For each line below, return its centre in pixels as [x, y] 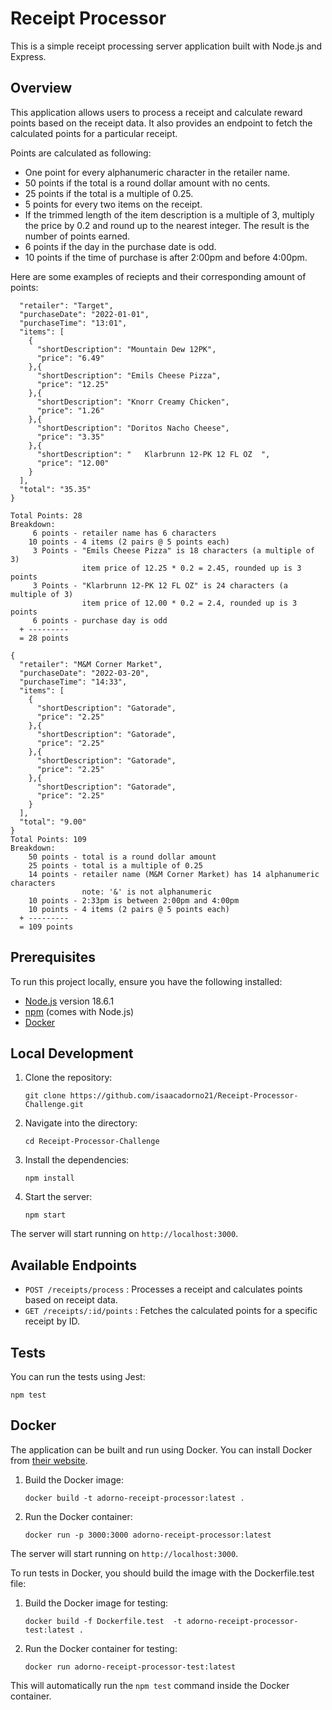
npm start [45, 1215]
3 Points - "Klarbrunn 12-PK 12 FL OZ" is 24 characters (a [160, 585]
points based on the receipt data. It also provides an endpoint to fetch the [161, 123]
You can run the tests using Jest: [78, 1376]
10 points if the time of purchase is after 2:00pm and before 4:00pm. [166, 257]
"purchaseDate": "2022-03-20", [84, 673]
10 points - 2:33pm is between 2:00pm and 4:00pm [134, 900]
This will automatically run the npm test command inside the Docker [150, 1685]
